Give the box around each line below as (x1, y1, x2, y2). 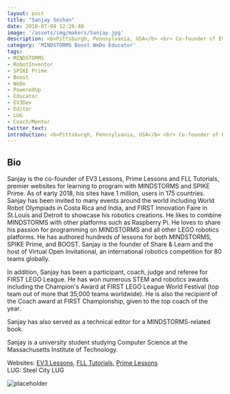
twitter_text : (7, 125, 48, 132)
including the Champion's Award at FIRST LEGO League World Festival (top (7, 282, 219, 291)
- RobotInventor (7, 61, 53, 68)
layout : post (7, 10, 44, 17)
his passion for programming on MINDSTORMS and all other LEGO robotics (7, 225, 219, 234)
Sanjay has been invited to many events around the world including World (7, 197, 215, 205)
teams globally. (7, 255, 50, 263)
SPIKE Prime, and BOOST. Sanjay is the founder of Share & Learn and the (7, 241, 214, 249)
